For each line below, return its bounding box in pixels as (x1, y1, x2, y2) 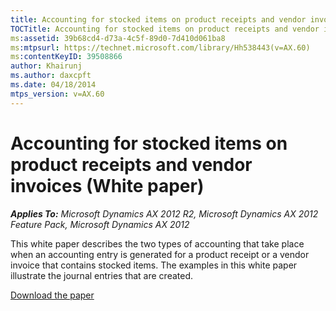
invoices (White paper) (10, 174, 205, 197)
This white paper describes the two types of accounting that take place (10, 237, 305, 250)
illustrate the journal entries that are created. (10, 269, 194, 281)
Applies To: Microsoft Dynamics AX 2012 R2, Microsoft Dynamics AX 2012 (10, 207, 319, 220)
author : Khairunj (10, 61, 83, 71)
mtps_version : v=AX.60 (10, 89, 105, 99)
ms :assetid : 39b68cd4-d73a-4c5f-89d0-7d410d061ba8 (10, 33, 226, 43)
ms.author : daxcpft (10, 71, 92, 81)
